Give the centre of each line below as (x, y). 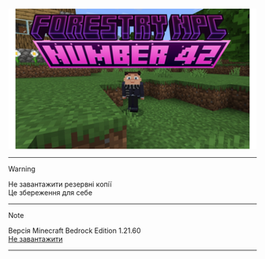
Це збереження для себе (50, 192)
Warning (22, 169)
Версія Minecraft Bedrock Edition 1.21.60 (75, 231)
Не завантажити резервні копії (60, 184)
